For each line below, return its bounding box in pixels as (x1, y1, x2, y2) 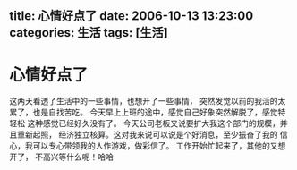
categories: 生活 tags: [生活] (9, 25, 168, 40)
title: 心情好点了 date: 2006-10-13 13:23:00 (9, 8, 254, 24)
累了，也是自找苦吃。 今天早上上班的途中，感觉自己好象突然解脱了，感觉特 (9, 106, 286, 118)
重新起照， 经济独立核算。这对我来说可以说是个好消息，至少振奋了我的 (16, 129, 278, 140)
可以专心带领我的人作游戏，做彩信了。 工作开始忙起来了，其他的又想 (32, 140, 286, 151)
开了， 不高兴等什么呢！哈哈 (9, 151, 114, 163)
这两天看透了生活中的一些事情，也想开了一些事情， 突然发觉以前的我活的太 (9, 96, 286, 106)
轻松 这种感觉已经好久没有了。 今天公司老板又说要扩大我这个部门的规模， (9, 118, 280, 129)
